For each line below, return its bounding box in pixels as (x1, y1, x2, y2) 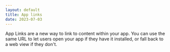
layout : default (5, 7, 40, 13)
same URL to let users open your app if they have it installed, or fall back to (5, 36, 164, 42)
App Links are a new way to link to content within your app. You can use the (5, 31, 165, 37)
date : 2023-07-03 (5, 17, 42, 22)
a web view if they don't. (5, 41, 57, 47)
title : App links (5, 12, 42, 17)
